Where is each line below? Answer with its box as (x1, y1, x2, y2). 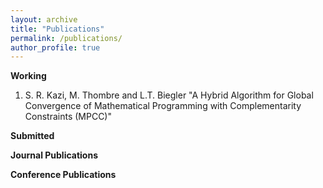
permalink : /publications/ (10, 33, 123, 43)
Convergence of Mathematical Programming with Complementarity (24, 100, 302, 112)
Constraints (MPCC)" (24, 111, 112, 123)
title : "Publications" (10, 24, 105, 34)
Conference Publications (10, 169, 117, 181)
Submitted (10, 130, 55, 142)
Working (10, 70, 47, 82)
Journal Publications (10, 149, 99, 161)
